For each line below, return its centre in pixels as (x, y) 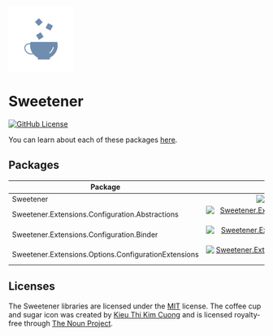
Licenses (32, 286)
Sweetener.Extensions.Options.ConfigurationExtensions (105, 254)
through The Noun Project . (69, 323)
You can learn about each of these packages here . (93, 140)
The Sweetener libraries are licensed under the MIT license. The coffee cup (135, 306)
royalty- (247, 314)
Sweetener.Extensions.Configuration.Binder (85, 235)
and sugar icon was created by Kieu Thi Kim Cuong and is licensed (121, 314)
